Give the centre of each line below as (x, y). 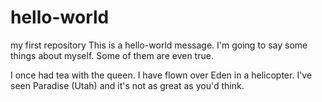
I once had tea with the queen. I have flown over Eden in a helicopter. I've (161, 75)
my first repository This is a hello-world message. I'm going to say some (159, 45)
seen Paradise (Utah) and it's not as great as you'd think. (127, 85)
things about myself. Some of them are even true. (112, 55)
